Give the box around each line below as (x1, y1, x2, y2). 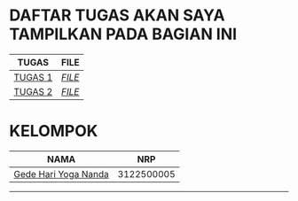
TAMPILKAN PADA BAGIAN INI (9, 24, 238, 44)
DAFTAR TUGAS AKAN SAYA (9, 5, 225, 26)
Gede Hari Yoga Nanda (13, 167, 109, 180)
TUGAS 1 (13, 71, 53, 83)
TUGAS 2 (13, 85, 53, 97)
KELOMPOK (9, 121, 98, 142)
